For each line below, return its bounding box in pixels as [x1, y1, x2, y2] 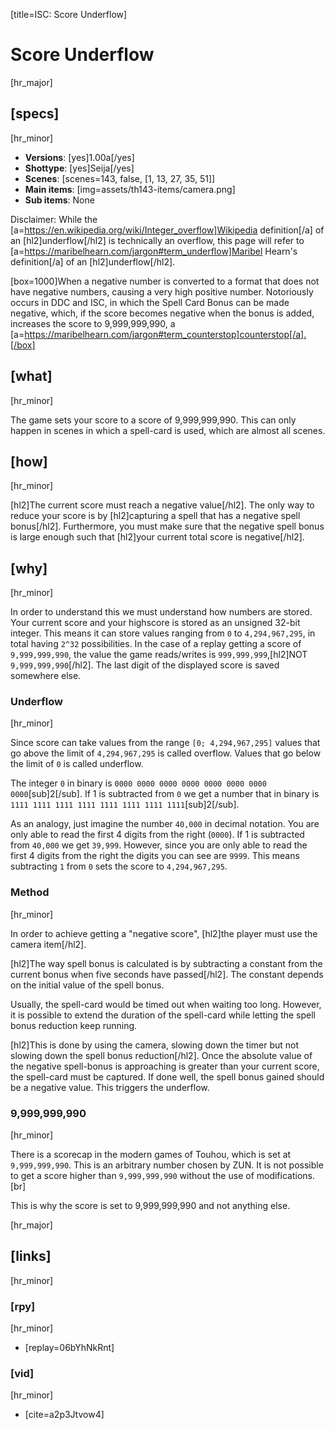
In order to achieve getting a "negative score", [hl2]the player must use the [10, 927, 318, 939]
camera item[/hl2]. [10, 938, 87, 950]
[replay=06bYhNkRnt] [24, 1342, 115, 1354]
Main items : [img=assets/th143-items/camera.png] [24, 183, 236, 195]
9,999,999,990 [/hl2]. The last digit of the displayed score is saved [10, 659, 280, 671]
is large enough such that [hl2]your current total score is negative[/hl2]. [10, 531, 305, 543]
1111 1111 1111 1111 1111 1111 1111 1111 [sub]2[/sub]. [10, 799, 240, 811]
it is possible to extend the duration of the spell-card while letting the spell [10, 1009, 317, 1021]
